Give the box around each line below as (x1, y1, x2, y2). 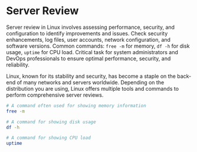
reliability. (6, 61, 29, 68)
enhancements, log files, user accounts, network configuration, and (6, 36, 171, 43)
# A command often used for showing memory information (6, 103, 146, 108)
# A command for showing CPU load (6, 135, 91, 141)
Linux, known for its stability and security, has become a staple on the (6, 72, 176, 80)
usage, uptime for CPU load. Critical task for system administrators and (6, 48, 179, 55)
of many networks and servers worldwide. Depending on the (17, 78, 165, 86)
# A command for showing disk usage (6, 119, 96, 125)
